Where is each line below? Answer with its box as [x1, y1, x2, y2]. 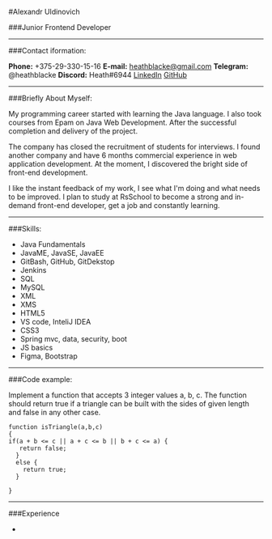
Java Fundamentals [19, 240, 86, 249]
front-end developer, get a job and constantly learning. [37, 201, 220, 210]
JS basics [19, 343, 53, 352]
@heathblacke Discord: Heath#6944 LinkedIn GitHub [8, 70, 188, 79]
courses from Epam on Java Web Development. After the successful [8, 117, 237, 127]
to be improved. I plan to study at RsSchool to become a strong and [8, 192, 233, 202]
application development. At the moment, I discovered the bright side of [8, 159, 249, 168]
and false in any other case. [8, 408, 101, 417]
